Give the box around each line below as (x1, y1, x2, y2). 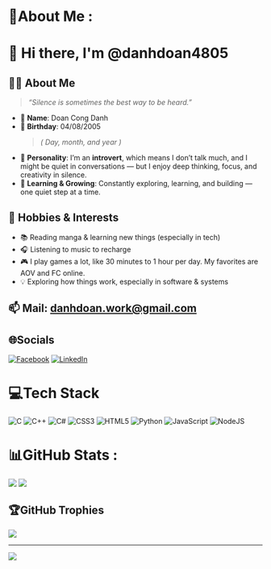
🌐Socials (8, 333, 55, 347)
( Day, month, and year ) (40, 137, 123, 147)
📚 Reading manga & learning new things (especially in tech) (19, 233, 221, 242)
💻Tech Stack (8, 384, 100, 402)
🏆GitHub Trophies (8, 504, 105, 517)
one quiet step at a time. (19, 187, 101, 197)
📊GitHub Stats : (8, 446, 119, 464)
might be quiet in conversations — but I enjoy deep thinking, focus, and (19, 161, 257, 172)
